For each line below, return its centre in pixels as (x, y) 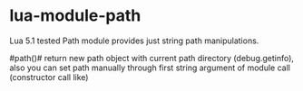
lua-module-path (75, 16)
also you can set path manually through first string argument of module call (150, 68)
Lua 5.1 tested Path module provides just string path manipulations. (134, 41)
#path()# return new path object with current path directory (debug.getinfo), (152, 58)
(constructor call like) (49, 77)
